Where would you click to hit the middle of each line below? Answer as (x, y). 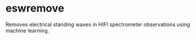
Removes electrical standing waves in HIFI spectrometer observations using (98, 24)
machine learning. (27, 30)
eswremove (35, 8)
